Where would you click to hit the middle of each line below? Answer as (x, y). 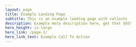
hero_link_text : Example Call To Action (48, 37)
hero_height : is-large (29, 28)
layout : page (19, 10)
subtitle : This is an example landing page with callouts (66, 19)
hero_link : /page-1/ (27, 32)
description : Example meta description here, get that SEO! (69, 23)
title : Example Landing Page (35, 14)
